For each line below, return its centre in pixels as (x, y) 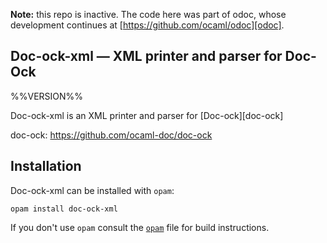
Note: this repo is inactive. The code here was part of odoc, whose (148, 14)
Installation (46, 166)
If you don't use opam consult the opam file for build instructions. (140, 227)
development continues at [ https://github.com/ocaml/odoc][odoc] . (147, 25)
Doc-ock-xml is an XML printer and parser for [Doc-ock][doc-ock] (147, 115)
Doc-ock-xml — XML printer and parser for (146, 56)
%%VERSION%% (47, 96)
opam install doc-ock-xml (64, 209)
